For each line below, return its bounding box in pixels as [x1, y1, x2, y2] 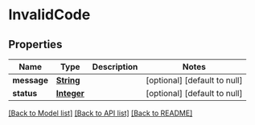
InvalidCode [8, 6, 91, 24]
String [56, 75, 80, 86]
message [12, 75, 48, 86]
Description [92, 62, 138, 72]
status [12, 88, 38, 99]
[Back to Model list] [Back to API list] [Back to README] [8, 108, 193, 118]
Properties [8, 38, 63, 51]
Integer [56, 88, 84, 99]
